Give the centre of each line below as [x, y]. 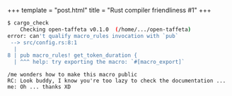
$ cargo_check [28, 23]
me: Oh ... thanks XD [39, 87]
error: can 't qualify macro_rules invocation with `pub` [93, 36]
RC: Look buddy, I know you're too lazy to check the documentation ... [117, 81]
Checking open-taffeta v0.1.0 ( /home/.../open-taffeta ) [106, 29]
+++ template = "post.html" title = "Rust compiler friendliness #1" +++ [109, 10]
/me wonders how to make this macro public [72, 75]
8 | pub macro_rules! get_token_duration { [72, 55]
